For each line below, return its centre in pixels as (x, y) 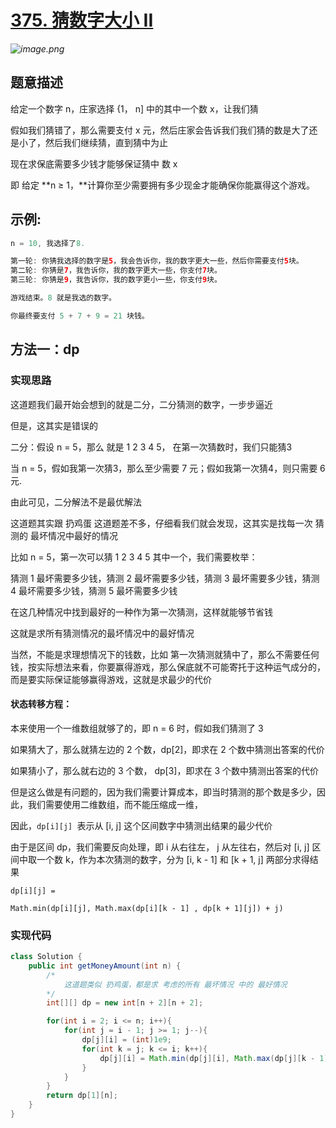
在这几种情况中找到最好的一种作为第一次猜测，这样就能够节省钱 (141, 612)
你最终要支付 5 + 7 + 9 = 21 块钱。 (80, 316)
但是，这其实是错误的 (54, 425)
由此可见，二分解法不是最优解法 (76, 502)
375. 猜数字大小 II (82, 20)
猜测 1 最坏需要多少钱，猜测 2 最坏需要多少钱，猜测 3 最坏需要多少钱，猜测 (165, 578)
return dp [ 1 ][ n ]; (82, 1096)
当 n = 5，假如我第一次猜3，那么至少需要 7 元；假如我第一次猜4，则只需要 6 (168, 468)
